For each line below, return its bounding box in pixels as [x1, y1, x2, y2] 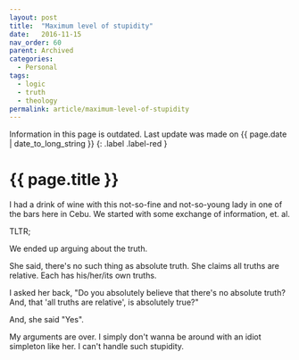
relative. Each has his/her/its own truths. [9, 270, 157, 281]
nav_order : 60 [9, 38, 62, 47]
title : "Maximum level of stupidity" [9, 21, 154, 30]
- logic [17, 80, 46, 88]
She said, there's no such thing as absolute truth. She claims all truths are [9, 261, 279, 272]
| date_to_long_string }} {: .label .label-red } [9, 138, 168, 149]
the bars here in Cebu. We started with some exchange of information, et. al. [9, 209, 290, 220]
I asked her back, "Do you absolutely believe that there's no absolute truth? [9, 288, 286, 298]
